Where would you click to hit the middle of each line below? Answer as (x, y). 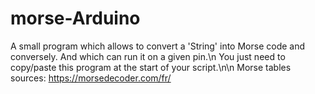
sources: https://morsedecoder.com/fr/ (91, 78)
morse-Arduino (75, 18)
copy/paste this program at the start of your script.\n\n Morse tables (151, 67)
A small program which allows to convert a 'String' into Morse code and (158, 46)
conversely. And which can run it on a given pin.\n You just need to (148, 56)
